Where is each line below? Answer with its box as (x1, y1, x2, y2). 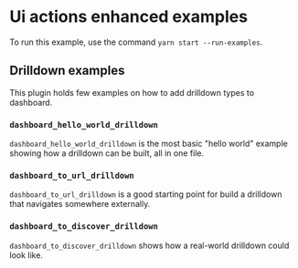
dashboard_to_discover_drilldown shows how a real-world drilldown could (9, 240, 290, 251)
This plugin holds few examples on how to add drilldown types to (9, 87, 254, 98)
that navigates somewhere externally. (9, 199, 151, 210)
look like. (9, 249, 44, 261)
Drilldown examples (9, 63, 125, 78)
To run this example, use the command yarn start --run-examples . (9, 36, 263, 47)
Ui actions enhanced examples (9, 6, 249, 27)
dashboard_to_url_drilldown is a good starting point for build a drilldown (9, 189, 282, 200)
